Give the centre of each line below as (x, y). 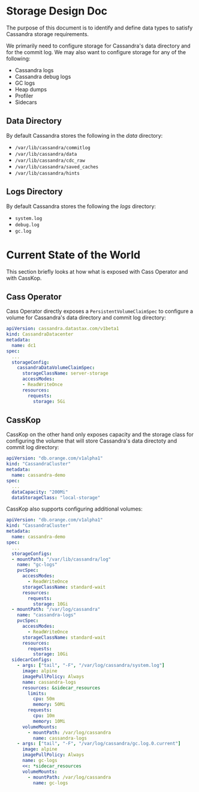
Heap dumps (31, 89)
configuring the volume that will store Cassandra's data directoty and (92, 441)
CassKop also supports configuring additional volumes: (74, 509)
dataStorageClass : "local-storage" (56, 497)
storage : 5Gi (49, 401)
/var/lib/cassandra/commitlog (53, 148)
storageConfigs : (32, 554)
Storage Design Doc (57, 11)
